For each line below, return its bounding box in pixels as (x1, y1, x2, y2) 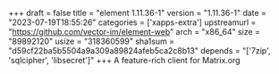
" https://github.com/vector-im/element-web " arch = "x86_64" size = (8, 27, 261, 37)
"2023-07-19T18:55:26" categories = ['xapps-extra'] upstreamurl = (8, 17, 257, 28)
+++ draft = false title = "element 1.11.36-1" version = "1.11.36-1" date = (8, 8, 267, 18)
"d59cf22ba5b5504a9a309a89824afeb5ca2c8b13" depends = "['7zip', (8, 45, 271, 56)
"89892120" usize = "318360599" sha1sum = (8, 36, 175, 46)
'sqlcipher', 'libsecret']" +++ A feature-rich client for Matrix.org (8, 55, 241, 65)
